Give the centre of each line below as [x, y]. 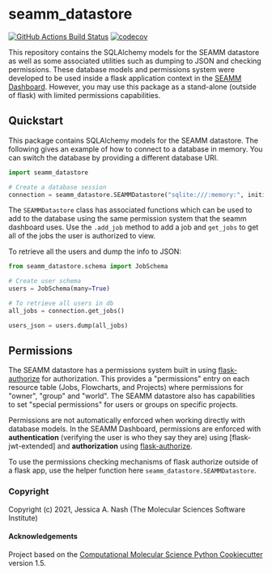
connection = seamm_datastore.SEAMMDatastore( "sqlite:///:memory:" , [126, 195]
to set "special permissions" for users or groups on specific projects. [123, 405]
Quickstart [36, 121]
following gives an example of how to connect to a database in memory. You [136, 149]
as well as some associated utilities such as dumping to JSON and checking [135, 61]
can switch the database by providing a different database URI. [113, 157]
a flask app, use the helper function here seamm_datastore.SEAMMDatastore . [132, 470]
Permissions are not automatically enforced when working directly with [127, 420]
